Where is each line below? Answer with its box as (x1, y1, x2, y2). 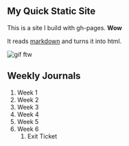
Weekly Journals (7, 70, 81, 82)
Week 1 (16, 88, 38, 97)
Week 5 (16, 117, 39, 125)
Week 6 (16, 125, 39, 133)
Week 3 (16, 103, 39, 111)
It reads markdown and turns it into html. (7, 37, 122, 45)
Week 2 (16, 95, 39, 104)
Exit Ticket (27, 132, 58, 140)
